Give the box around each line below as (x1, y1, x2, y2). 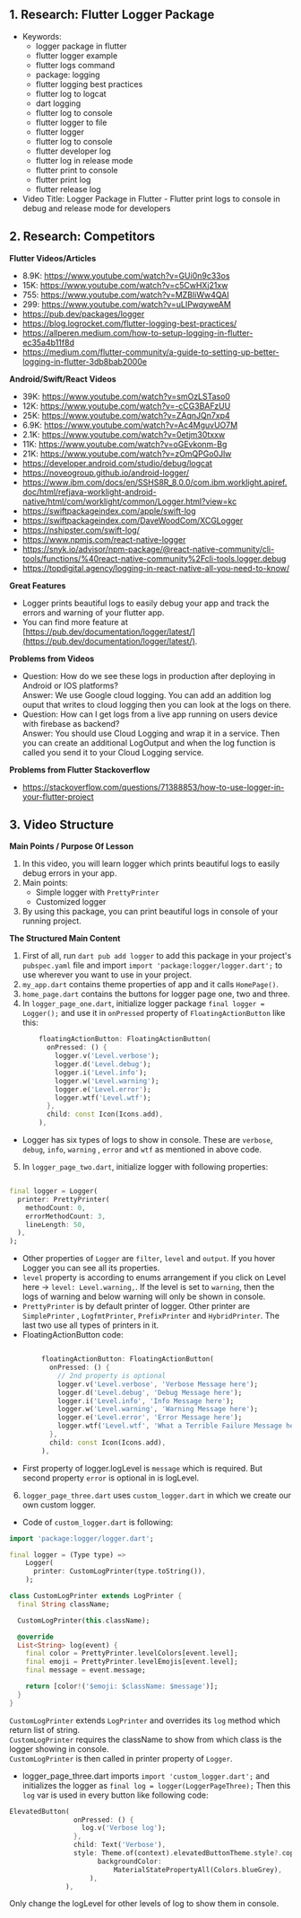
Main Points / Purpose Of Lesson (9, 841, 134, 852)
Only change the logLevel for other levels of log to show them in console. (9, 1898, 279, 1909)
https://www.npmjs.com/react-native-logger (21, 534, 186, 544)
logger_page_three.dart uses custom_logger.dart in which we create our (21, 1489, 292, 1500)
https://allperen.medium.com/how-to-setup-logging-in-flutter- (21, 327, 254, 338)
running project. (21, 915, 82, 926)
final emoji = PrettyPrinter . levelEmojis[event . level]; (25, 1657, 239, 1666)
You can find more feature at (21, 616, 128, 627)
